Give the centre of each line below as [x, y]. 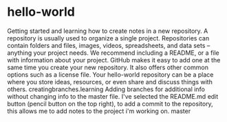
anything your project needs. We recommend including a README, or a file [113, 53]
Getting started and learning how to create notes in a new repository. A [108, 31]
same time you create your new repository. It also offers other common [108, 67]
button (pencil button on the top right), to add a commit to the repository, [110, 103]
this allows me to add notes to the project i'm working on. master [99, 111]
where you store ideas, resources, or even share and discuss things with [110, 82]
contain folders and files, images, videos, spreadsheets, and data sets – [109, 45]
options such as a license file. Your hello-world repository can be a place [110, 74]
